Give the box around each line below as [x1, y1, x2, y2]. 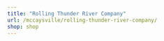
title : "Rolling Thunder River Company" [7, 10, 127, 17]
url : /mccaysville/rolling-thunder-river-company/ [7, 17, 158, 24]
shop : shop [7, 23, 39, 30]
